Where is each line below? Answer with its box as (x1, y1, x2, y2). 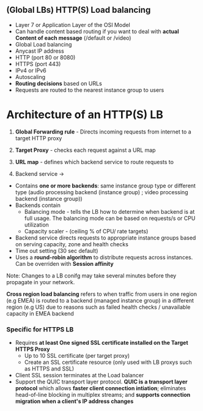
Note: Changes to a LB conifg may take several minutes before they (6, 272, 177, 279)
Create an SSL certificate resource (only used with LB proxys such (24, 358, 192, 366)
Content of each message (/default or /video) (15, 34, 131, 42)
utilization (24, 221, 49, 228)
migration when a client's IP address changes (15, 398, 134, 405)
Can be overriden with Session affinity (15, 260, 114, 267)
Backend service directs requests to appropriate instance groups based (15, 234, 196, 241)
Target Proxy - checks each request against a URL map (15, 146, 156, 154)
